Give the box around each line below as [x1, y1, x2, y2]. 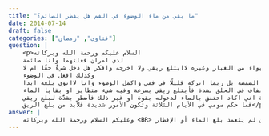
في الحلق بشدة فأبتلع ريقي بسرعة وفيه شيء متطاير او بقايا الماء [22, 86, 246, 94]
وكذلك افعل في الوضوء [22, 71, 94, 79]
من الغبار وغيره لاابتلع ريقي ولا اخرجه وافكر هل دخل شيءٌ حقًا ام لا [22, 64, 246, 72]
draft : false [8, 26, 52, 34]
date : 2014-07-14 [8, 19, 66, 27]
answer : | [8, 109, 42, 117]
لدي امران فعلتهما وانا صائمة [22, 57, 124, 65]
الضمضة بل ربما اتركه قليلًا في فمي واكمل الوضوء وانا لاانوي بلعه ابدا [22, 78, 260, 86]
